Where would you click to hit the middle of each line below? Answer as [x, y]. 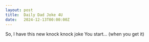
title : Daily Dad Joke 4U [34, 15]
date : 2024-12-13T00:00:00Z [38, 19]
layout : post [19, 10]
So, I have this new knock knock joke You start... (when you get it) [75, 34]
